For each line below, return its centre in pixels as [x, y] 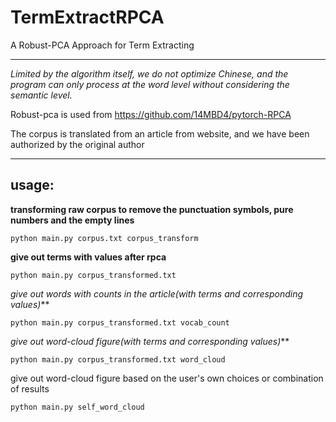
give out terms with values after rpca [88, 257]
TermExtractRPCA [87, 17]
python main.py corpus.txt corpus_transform [104, 238]
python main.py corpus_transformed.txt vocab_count [120, 322]
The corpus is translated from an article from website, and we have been [160, 133]
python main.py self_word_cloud [77, 407]
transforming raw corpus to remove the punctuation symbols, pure [152, 209]
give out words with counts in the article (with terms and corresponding [157, 293]
